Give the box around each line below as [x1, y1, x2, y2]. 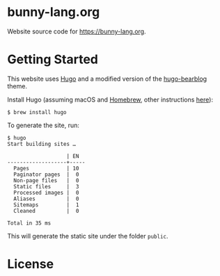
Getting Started [7, 51, 99, 67]
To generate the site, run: [7, 121, 80, 129]
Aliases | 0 [13, 195, 79, 202]
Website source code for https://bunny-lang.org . [7, 27, 146, 35]
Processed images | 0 [13, 189, 79, 196]
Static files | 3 [13, 183, 79, 190]
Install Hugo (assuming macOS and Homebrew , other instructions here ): [7, 95, 214, 104]
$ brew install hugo [7, 108, 68, 115]
